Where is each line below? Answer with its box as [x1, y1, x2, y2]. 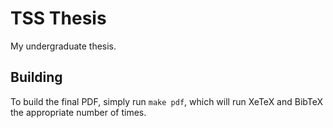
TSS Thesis [10, 7, 107, 30]
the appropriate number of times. [10, 106, 147, 118]
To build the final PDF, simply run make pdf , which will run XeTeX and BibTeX [10, 95, 324, 107]
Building [10, 69, 63, 86]
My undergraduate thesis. [10, 40, 117, 52]
